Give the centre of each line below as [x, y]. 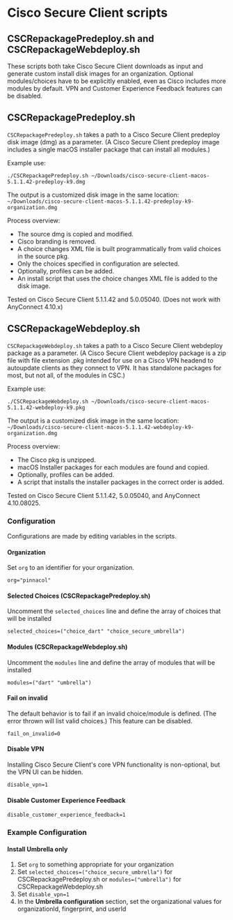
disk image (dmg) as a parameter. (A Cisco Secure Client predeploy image [113, 142]
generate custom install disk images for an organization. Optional [100, 74]
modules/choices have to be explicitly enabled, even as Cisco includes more [116, 81]
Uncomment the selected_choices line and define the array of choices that [114, 611]
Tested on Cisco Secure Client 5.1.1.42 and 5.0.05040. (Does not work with [114, 299]
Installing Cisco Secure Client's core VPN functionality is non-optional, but [114, 764]
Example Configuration [47, 833]
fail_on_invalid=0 [34, 734]
